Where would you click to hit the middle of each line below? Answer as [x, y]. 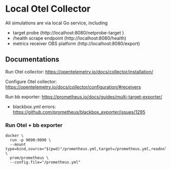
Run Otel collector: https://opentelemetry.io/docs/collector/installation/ [79, 72]
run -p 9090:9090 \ [31, 140]
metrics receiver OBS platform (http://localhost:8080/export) [76, 43]
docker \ [15, 136]
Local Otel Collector [48, 9]
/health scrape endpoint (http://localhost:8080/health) [69, 38]
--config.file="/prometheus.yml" [45, 162]
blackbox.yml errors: [34, 107]
